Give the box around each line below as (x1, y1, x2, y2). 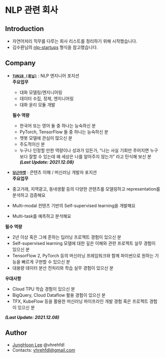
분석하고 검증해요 (12, 192, 46, 198)
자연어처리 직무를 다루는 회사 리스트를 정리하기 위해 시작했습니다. (12, 38, 137, 44)
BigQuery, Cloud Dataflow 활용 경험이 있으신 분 (12, 292, 106, 298)
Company (5, 59, 36, 67)
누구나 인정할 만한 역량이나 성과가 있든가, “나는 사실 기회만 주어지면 (19, 147, 149, 153)
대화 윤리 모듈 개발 (19, 102, 56, 108)
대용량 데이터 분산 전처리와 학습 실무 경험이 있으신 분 (12, 265, 114, 271)
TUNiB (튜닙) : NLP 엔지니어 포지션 (12, 73, 80, 79)
